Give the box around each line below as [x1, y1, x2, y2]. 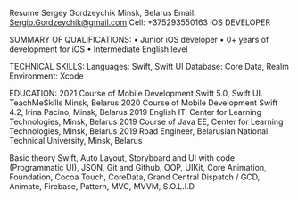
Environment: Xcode [9, 71, 84, 81]
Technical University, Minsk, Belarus [9, 136, 143, 146]
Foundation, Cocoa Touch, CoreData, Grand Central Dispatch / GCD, [9, 171, 261, 182]
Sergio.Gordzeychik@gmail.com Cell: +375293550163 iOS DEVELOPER [9, 17, 270, 28]
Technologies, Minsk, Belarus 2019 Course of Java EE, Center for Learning [9, 116, 284, 127]
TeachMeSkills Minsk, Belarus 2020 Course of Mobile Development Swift [9, 97, 278, 108]
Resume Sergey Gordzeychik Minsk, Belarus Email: [9, 8, 196, 18]
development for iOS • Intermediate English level [9, 44, 188, 54]
